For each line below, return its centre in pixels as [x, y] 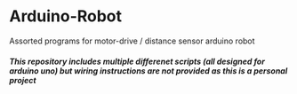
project [23, 80]
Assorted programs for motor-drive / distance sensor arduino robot [132, 41]
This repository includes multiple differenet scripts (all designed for [137, 61]
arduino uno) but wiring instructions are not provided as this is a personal [148, 70]
